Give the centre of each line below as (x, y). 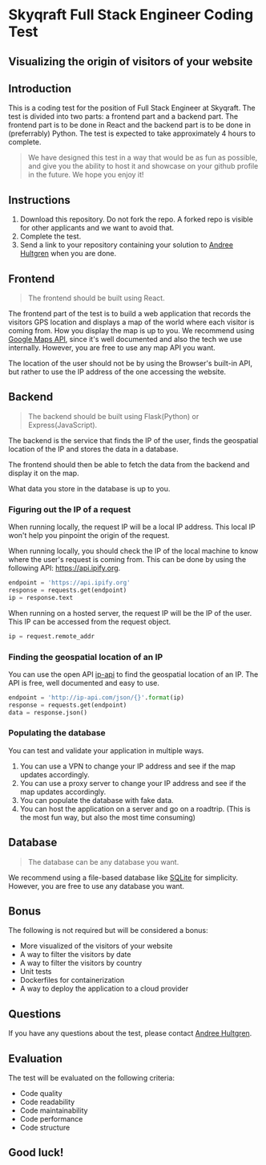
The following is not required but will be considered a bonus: (108, 931)
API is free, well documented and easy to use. (84, 682)
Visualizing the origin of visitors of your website (131, 61)
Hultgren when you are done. (68, 254)
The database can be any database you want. (103, 862)
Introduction (40, 89)
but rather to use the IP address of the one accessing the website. (117, 372)
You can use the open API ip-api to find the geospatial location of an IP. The (133, 674)
